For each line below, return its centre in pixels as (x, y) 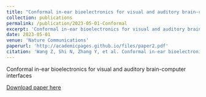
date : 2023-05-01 (29, 35)
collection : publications (39, 18)
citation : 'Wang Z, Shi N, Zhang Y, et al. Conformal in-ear (86, 52)
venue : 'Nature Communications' (48, 40)
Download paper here (34, 87)
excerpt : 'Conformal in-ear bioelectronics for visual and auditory (96, 29)
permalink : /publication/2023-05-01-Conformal (67, 23)
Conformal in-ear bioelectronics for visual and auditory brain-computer (96, 69)
